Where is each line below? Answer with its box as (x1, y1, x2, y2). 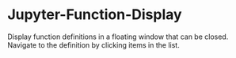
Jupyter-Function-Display (7, 6, 183, 24)
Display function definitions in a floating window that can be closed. (7, 32, 229, 41)
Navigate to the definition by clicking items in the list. (7, 40, 180, 49)
